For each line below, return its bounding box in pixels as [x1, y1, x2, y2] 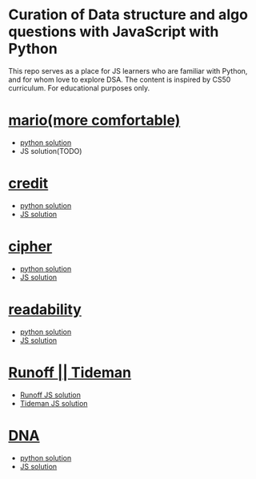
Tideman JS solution [19, 398, 88, 408]
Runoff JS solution [19, 390, 82, 400]
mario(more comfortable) [8, 111, 181, 130]
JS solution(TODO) [19, 146, 82, 155]
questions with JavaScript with [8, 22, 219, 41]
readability [8, 300, 82, 318]
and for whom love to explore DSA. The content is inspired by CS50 [8, 74, 231, 84]
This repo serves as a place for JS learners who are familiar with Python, [8, 66, 248, 75]
